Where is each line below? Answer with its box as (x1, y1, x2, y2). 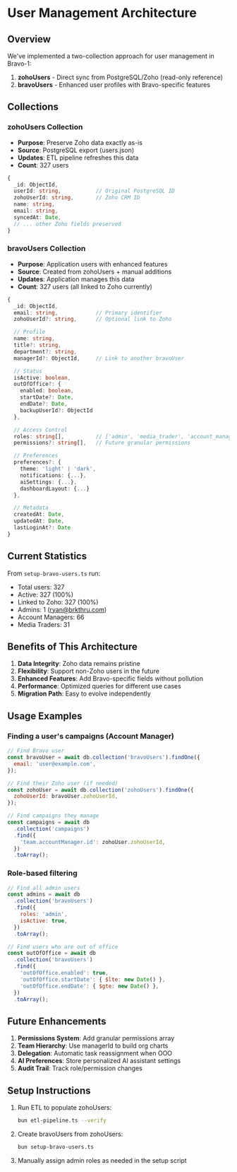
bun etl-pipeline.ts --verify (17, 1117, 107, 1125)
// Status (13, 368, 42, 375)
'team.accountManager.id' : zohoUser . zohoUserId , (20, 838, 166, 845)
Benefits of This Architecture (7, 641, 138, 653)
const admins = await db (7, 891, 80, 898)
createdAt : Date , (13, 511, 65, 518)
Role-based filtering (7, 868, 78, 878)
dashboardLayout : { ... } (20, 485, 90, 492)
